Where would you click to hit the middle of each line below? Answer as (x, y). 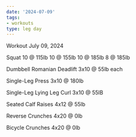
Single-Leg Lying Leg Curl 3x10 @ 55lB (55, 93)
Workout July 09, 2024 (35, 46)
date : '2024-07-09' (31, 12)
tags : (13, 18)
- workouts (20, 23)
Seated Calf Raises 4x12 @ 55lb (46, 104)
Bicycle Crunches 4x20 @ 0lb (43, 128)
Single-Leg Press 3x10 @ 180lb (45, 81)
